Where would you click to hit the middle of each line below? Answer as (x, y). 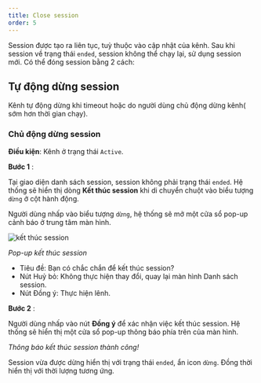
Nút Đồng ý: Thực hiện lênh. (65, 293)
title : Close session (43, 15)
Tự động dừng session (64, 86)
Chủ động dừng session (54, 134)
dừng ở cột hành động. (44, 198)
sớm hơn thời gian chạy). (48, 114)
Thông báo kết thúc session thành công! (74, 347)
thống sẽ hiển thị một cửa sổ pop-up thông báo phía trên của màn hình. (123, 332)
